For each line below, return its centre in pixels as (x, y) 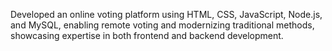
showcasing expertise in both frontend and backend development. (147, 35)
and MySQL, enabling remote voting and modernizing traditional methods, (162, 25)
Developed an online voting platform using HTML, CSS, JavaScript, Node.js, (166, 14)
